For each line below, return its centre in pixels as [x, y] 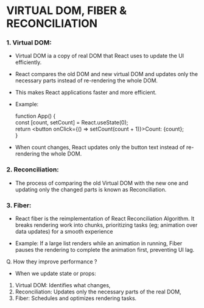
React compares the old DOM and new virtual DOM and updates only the [106, 74]
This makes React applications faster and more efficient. [86, 93]
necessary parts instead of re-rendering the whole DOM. [86, 81]
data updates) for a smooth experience [64, 232]
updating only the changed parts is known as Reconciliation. [91, 189]
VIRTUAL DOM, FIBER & [66, 11]
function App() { [35, 116]
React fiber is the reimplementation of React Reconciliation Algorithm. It [105, 219]
